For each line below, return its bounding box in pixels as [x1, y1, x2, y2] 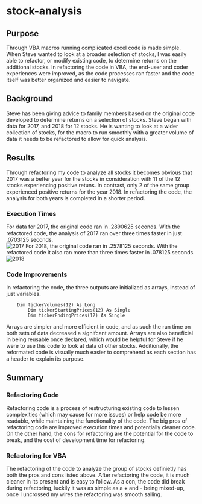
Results [6, 153, 36, 163]
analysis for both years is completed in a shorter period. [6, 194, 145, 201]
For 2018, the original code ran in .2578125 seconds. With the [25, 242, 178, 250]
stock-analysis [6, 4, 83, 18]
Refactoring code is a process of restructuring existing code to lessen [6, 404, 180, 411]
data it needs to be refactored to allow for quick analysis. [6, 135, 148, 142]
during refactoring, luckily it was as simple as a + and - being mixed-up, [6, 484, 185, 492]
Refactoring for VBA [6, 451, 67, 459]
